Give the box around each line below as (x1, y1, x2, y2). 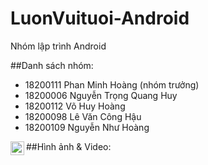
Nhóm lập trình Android (10, 40, 107, 52)
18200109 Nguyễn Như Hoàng (24, 121, 150, 133)
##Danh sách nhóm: (10, 59, 94, 71)
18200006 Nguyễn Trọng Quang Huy (24, 89, 178, 101)
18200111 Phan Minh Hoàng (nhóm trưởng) (24, 78, 200, 91)
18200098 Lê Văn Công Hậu (24, 110, 142, 122)
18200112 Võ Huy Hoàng (24, 100, 126, 112)
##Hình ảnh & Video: (26, 140, 112, 152)
